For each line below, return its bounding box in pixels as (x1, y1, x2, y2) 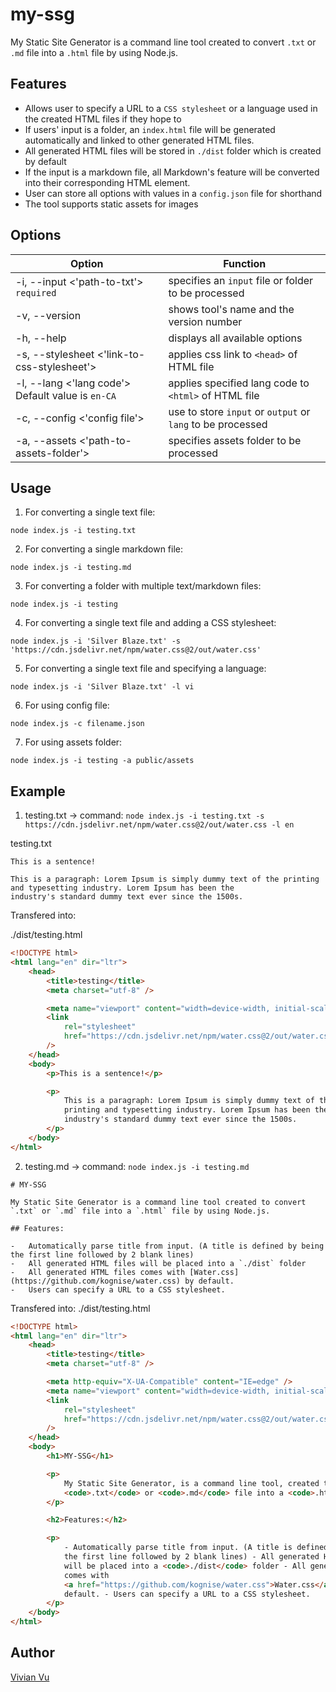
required (15, 287, 57, 298)
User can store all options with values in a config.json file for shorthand (24, 187, 323, 199)
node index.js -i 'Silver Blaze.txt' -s (10, 636, 182, 647)
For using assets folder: (24, 736, 123, 748)
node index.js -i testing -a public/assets (10, 756, 195, 766)
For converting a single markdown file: (24, 543, 184, 555)
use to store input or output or (168, 404, 311, 418)
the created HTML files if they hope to (24, 113, 182, 125)
